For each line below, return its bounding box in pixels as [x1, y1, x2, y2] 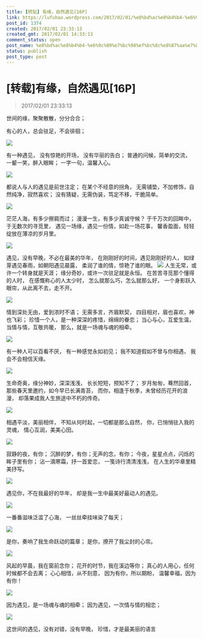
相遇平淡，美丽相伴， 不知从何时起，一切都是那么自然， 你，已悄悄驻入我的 [6, 418, 195, 426]
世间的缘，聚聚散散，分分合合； [6, 114, 86, 121]
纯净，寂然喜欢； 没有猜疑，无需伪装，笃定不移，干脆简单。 [11, 191, 161, 198]
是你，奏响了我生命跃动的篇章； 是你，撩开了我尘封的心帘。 [6, 538, 156, 545]
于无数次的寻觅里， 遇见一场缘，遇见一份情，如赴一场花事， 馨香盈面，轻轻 [6, 222, 195, 229]
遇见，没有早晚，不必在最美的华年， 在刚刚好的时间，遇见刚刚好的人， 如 [6, 254, 189, 261]
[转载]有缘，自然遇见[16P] [6, 81, 136, 95]
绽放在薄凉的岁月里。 [6, 230, 59, 237]
